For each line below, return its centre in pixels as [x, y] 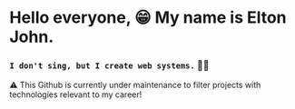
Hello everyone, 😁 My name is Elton [148, 18]
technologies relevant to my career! [76, 94]
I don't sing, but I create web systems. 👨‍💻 [109, 65]
